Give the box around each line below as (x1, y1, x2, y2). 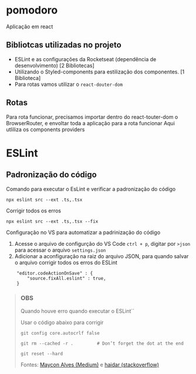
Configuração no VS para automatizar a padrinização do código (6, 229, 161, 236)
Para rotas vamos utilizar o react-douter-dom (14, 81, 123, 88)
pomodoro (6, 4, 58, 17)
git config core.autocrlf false (20, 330, 100, 336)
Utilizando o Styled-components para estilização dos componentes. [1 (14, 68, 185, 75)
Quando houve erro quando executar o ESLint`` (20, 307, 135, 315)
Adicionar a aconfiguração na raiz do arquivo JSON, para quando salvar (14, 252, 189, 259)
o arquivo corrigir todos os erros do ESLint (14, 259, 117, 266)
